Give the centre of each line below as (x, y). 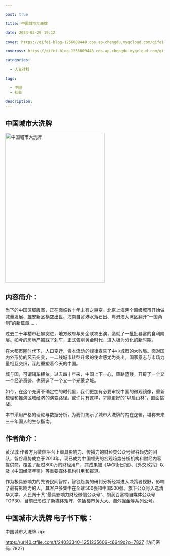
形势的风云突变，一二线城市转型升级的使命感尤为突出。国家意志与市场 (87, 357)
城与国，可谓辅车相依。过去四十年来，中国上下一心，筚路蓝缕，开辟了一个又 (85, 374)
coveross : (16, 51)
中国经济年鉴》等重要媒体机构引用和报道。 (58, 471)
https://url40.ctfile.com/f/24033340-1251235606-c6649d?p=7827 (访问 (80, 542)
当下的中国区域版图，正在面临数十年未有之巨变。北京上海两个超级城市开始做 (85, 310)
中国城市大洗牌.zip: (25, 531)
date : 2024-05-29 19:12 (30, 33)
